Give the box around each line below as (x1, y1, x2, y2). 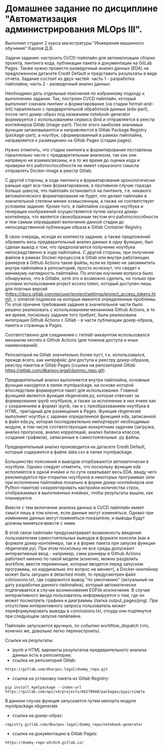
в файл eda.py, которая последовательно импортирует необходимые (5, 418, 150, 425)
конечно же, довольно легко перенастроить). (5, 628, 101, 634)
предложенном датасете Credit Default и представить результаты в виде (5, 70, 157, 76)
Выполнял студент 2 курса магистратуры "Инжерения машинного (5, 40, 144, 46)
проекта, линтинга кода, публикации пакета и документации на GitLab (5, 60, 152, 66)
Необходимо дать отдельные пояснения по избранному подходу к (5, 90, 145, 96)
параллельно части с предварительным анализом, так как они (5, 152, 137, 158)
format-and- (128, 101, 154, 107)
